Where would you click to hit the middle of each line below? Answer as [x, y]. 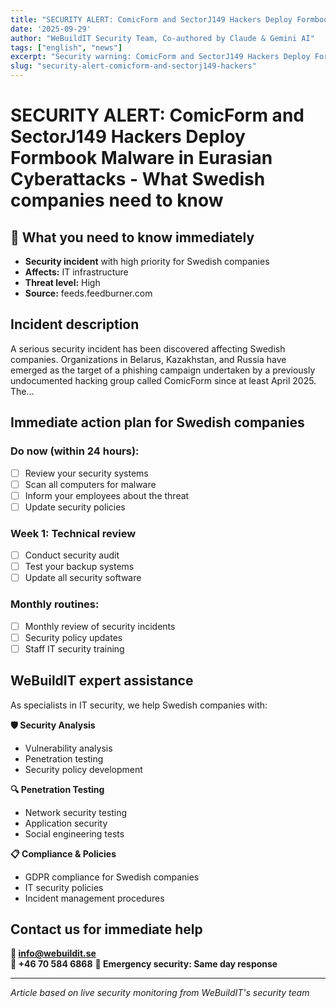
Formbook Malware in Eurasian [141, 158]
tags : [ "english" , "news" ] [66, 47]
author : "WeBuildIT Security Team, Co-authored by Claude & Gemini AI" [162, 38]
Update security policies [75, 507]
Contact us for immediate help [106, 929]
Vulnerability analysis [68, 748]
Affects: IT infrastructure [76, 272]
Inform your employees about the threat [107, 495]
